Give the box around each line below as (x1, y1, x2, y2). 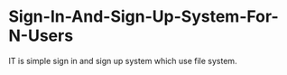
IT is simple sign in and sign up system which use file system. (8, 55, 237, 66)
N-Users (8, 25, 74, 46)
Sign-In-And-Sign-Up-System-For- (8, 6, 279, 27)
